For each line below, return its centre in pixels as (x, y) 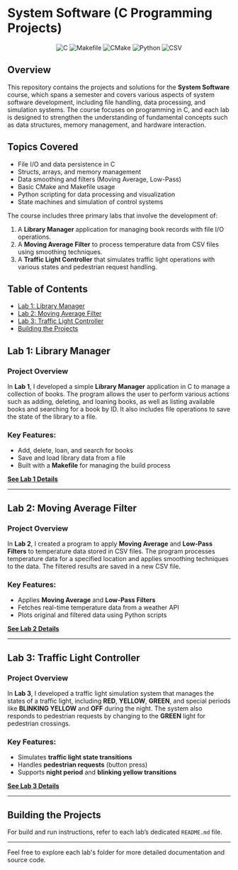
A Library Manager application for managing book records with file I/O (121, 229)
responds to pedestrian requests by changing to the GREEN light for (107, 716)
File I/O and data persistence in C (66, 164)
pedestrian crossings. (39, 723)
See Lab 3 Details (33, 786)
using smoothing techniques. (60, 252)
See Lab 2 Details (33, 629)
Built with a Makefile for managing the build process (94, 465)
